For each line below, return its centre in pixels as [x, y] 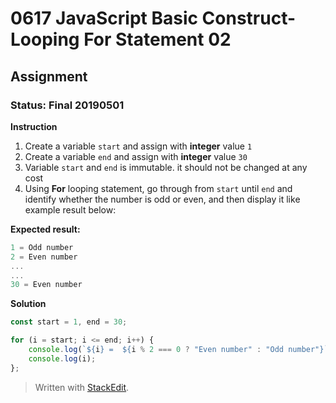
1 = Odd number [42, 247]
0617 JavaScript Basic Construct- [153, 18]
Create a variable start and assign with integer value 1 [138, 146]
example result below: [70, 209]
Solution [28, 304]
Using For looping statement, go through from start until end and [158, 188]
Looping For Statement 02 [121, 39]
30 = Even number [46, 285]
